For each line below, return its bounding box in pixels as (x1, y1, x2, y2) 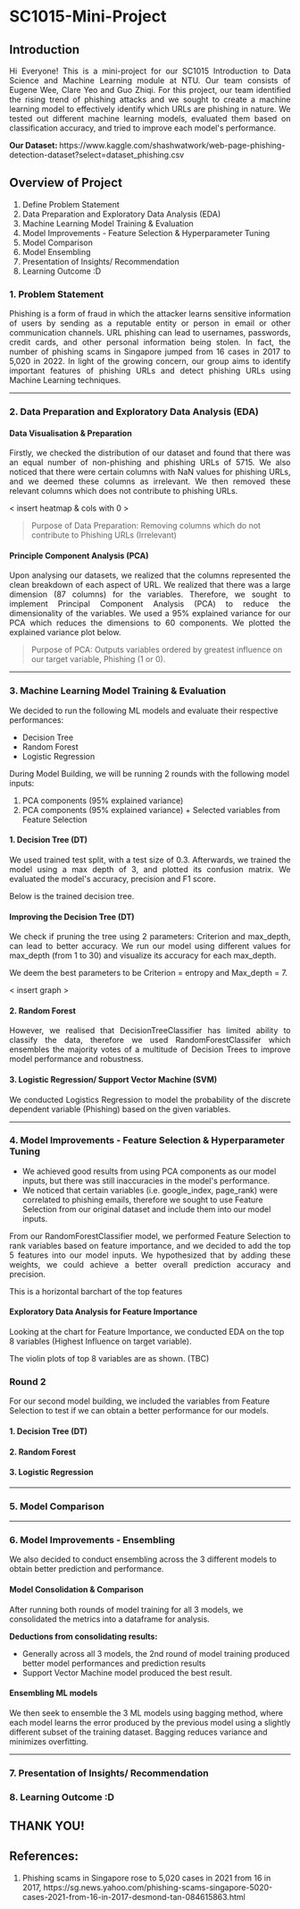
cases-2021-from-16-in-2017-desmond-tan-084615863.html (21, 1891, 246, 1902)
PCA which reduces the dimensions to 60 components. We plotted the (9, 617, 291, 628)
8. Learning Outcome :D (9, 1791, 114, 1803)
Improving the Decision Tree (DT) (9, 911, 136, 922)
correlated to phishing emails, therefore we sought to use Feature (21, 1194, 263, 1205)
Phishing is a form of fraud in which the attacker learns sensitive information (9, 309, 291, 319)
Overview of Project (9, 175, 123, 191)
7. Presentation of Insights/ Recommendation (9, 1767, 209, 1779)
